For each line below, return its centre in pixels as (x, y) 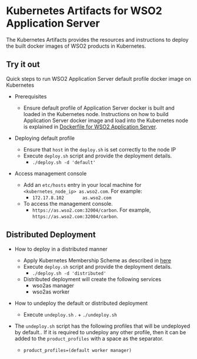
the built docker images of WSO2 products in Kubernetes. (76, 46)
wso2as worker (51, 292)
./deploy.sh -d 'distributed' (69, 273)
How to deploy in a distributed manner (61, 249)
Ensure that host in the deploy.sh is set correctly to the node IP (100, 149)
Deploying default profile (45, 138)
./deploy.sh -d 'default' (64, 162)
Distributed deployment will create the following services (92, 279)
